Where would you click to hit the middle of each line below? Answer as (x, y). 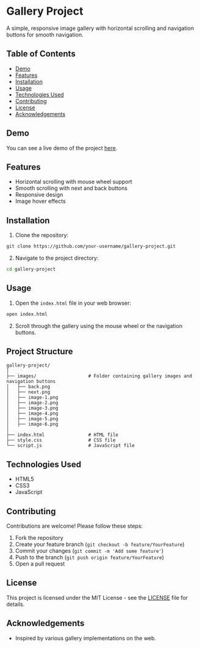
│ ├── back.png (28, 387)
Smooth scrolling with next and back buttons (71, 188)
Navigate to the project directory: (57, 258)
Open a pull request (40, 564)
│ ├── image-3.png (33, 408)
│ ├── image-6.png (33, 424)
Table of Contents (41, 54)
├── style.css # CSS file (61, 440)
